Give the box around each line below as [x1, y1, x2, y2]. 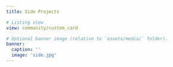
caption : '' [11, 47, 41, 53]
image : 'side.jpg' [11, 52, 57, 58]
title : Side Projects [6, 8, 60, 15]
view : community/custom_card [6, 25, 78, 31]
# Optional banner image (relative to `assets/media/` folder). [6, 36, 168, 42]
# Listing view [6, 19, 44, 25]
